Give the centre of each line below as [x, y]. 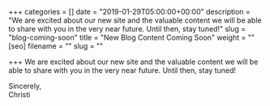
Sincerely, [25, 86]
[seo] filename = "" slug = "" [56, 46]
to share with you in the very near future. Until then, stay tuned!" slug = [127, 29]
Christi [19, 95]
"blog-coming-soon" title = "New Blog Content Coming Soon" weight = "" [132, 37]
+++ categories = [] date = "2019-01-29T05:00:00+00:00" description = [130, 12]
